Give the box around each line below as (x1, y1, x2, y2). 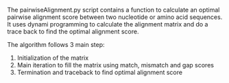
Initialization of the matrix (16, 54, 89, 62)
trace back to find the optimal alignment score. (7, 27, 139, 35)
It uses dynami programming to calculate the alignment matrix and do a (7, 20, 208, 28)
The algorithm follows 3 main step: (7, 41, 105, 48)
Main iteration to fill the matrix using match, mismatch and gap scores (16, 61, 215, 69)
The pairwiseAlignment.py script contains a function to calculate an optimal (7, 6, 220, 14)
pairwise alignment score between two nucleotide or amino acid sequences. (7, 13, 223, 21)
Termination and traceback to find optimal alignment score (16, 68, 183, 76)
